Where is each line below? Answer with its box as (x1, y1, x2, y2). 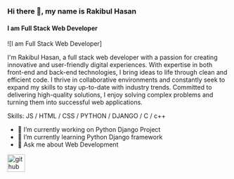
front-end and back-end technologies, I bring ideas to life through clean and (7, 68, 228, 77)
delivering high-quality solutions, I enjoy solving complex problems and (7, 91, 214, 99)
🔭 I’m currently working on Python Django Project (17, 125, 161, 134)
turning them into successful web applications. (7, 98, 143, 106)
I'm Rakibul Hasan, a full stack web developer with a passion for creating (7, 53, 218, 62)
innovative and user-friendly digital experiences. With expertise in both (7, 61, 213, 69)
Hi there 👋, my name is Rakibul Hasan (7, 6, 137, 16)
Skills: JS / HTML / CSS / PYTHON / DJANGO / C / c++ (7, 112, 167, 121)
